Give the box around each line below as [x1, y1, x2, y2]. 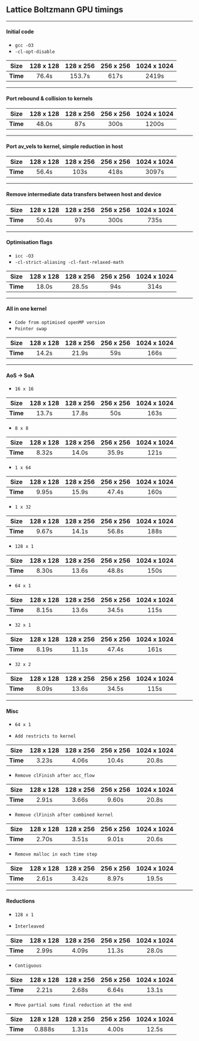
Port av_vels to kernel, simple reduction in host [6, 143, 123, 150]
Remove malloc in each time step [14, 851, 98, 857]
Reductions [6, 897, 36, 905]
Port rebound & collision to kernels [6, 94, 93, 102]
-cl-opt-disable [14, 49, 55, 55]
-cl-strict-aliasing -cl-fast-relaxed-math [14, 259, 124, 265]
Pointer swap [14, 326, 47, 332]
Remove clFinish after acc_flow [14, 772, 95, 779]
